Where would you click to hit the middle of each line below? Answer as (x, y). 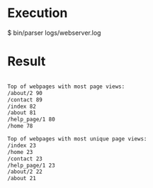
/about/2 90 (25, 93)
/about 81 (22, 113)
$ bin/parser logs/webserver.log (54, 33)
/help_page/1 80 (31, 120)
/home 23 (20, 152)
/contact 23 (25, 159)
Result (27, 61)
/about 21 (22, 179)
